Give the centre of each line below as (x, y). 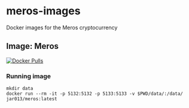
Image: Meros (32, 46)
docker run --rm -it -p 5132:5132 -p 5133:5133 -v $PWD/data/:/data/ (95, 94)
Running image (29, 76)
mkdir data (20, 89)
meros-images (43, 11)
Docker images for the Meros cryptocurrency (62, 27)
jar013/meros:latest (32, 99)
